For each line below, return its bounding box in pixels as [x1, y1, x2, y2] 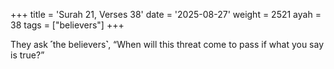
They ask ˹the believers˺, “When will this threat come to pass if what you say [10, 39, 325, 50]
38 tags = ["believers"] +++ [10, 19, 125, 31]
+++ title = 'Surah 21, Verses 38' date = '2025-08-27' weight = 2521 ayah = [10, 9, 322, 20]
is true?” [10, 49, 45, 61]
